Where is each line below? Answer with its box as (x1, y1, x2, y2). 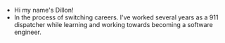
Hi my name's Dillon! (13, 6, 74, 14)
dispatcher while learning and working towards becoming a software (13, 21, 213, 28)
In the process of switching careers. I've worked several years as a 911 (13, 13, 219, 21)
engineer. (13, 28, 42, 36)
